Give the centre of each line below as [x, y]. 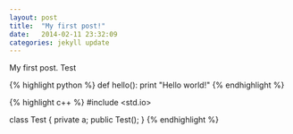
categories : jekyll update [59, 42]
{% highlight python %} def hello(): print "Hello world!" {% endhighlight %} [147, 85]
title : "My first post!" [57, 26]
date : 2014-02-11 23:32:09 [63, 34]
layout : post [33, 17]
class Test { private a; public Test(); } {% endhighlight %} [114, 120]
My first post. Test [43, 68]
